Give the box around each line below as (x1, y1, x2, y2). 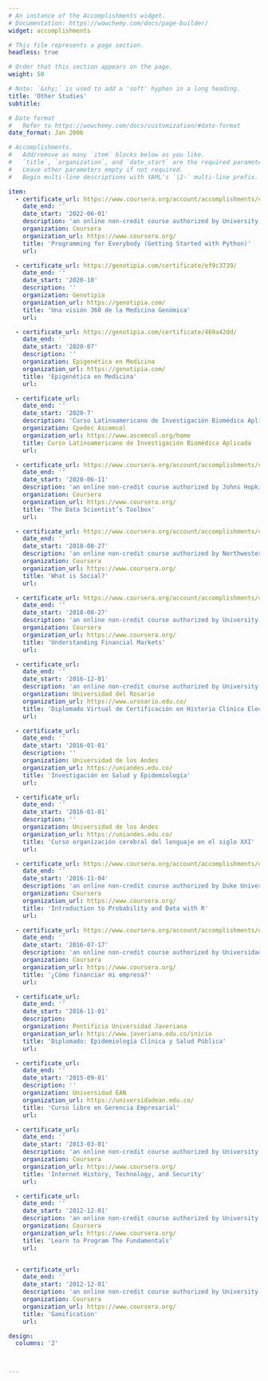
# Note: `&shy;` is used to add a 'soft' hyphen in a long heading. (8, 85, 241, 93)
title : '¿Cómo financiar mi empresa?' (22, 971, 152, 979)
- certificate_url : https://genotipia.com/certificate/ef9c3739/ (15, 261, 238, 269)
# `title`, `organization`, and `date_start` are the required (8, 158, 230, 166)
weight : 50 (8, 70, 45, 78)
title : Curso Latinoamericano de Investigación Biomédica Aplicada (22, 439, 251, 447)
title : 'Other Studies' (8, 92, 88, 100)
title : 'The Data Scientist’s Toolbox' (22, 505, 156, 513)
